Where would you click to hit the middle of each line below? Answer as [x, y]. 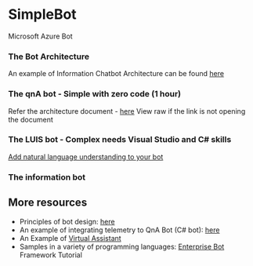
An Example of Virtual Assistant [70, 238]
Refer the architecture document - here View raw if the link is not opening [127, 111]
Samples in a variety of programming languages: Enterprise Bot [122, 246]
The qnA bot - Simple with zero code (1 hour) [95, 94]
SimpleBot [42, 15]
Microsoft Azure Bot [40, 36]
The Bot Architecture [49, 56]
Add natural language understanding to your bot [86, 157]
